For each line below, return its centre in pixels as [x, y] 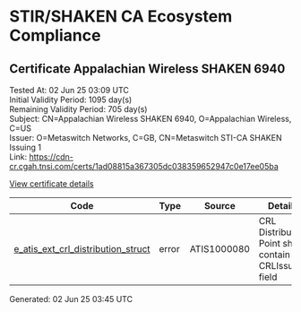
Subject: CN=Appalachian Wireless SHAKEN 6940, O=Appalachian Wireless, [150, 119]
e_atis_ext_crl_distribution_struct [82, 249]
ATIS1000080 [220, 249]
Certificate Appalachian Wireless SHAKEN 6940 [147, 69]
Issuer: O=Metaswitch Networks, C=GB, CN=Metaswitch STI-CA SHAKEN [146, 138]
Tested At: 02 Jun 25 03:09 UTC [69, 90]
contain [275, 255]
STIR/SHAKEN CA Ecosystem [121, 17]
